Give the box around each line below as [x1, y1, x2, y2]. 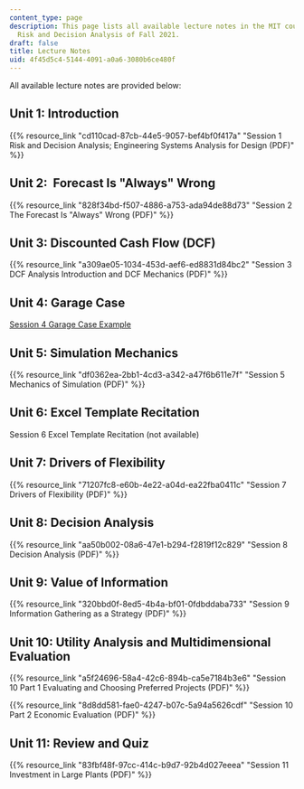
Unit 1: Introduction [9, 106, 119, 122]
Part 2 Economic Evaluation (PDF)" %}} [9, 709, 157, 720]
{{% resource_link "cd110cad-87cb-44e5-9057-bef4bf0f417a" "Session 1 [9, 130, 282, 141]
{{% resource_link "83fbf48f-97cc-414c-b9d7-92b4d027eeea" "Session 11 [9, 759, 290, 770]
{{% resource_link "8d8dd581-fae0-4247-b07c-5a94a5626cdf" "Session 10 [9, 700, 294, 710]
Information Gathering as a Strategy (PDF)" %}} [9, 608, 187, 619]
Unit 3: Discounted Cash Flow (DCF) [9, 236, 216, 251]
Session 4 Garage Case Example [9, 319, 131, 330]
